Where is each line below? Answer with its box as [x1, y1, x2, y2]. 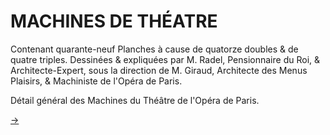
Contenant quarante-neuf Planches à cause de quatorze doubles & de [10, 43, 299, 55]
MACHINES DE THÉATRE [10, 10, 218, 33]
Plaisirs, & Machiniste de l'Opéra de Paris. [10, 75, 183, 87]
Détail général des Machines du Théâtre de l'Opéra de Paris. [10, 94, 260, 106]
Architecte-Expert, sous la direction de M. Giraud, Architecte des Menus [10, 64, 308, 76]
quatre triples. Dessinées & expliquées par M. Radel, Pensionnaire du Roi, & [10, 53, 321, 65]
